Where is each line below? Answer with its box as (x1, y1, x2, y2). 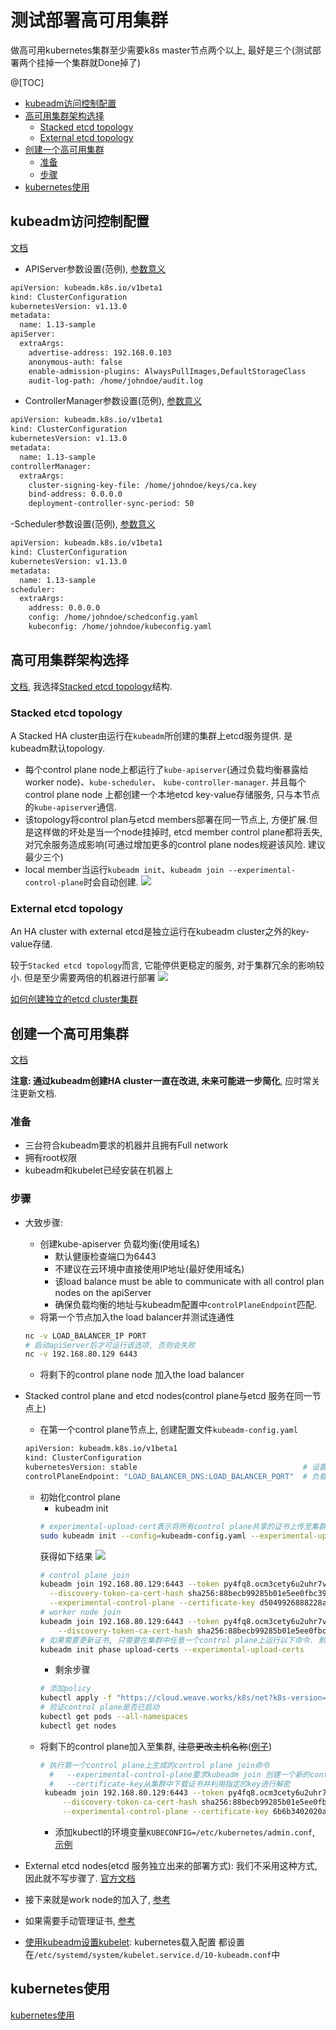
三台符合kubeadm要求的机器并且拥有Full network (24, 1139, 229, 1151)
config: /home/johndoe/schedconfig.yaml (28, 612, 199, 623)
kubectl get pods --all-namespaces (39, 1712, 188, 1722)
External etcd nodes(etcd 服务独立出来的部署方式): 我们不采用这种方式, (24, 1860, 318, 1872)
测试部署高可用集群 (10, 9, 169, 32)
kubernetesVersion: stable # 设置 (24, 1462, 327, 1473)
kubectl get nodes (39, 1721, 117, 1731)
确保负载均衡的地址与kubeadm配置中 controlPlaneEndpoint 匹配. (54, 1298, 318, 1310)
